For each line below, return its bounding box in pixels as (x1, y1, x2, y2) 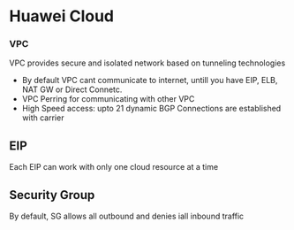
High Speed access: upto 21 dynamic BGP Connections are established (21, 103, 282, 114)
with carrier (21, 112, 64, 123)
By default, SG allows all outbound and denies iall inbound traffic (9, 211, 245, 222)
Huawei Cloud (9, 6, 115, 27)
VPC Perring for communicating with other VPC (21, 94, 195, 104)
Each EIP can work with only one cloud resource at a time (9, 162, 219, 172)
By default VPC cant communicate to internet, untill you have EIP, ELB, (21, 75, 278, 86)
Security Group (9, 188, 95, 203)
